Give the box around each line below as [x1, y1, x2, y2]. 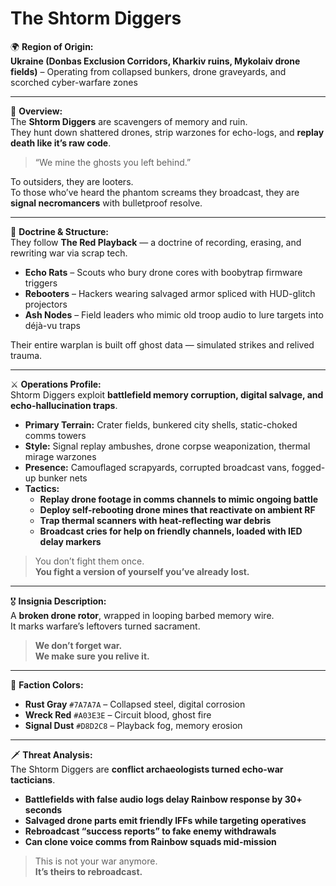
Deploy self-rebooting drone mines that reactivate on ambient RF [39, 503, 316, 516]
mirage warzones [24, 450, 97, 462]
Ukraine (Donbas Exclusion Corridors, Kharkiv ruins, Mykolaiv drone [10, 55, 301, 67]
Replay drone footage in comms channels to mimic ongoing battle [39, 493, 319, 505]
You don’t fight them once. [34, 555, 145, 567]
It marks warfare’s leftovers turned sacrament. [10, 620, 201, 632]
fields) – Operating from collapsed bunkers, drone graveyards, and [10, 65, 287, 77]
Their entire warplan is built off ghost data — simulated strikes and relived [10, 338, 315, 351]
